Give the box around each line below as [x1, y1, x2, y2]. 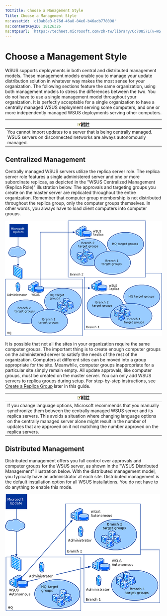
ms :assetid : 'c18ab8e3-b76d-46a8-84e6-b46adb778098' [5, 18, 117, 23]
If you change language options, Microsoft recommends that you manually [7, 402, 159, 408]
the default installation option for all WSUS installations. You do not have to [5, 479, 159, 485]
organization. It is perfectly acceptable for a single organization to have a [5, 99, 155, 105]
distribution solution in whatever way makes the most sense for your [5, 78, 145, 84]
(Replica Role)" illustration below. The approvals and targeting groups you [5, 184, 156, 190]
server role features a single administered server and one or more [5, 174, 140, 180]
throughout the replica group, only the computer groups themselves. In [5, 200, 151, 206]
